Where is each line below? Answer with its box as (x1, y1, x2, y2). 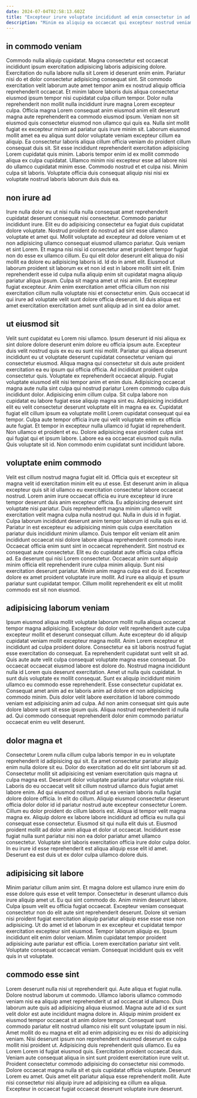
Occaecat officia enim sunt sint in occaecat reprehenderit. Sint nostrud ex (6, 542, 185, 549)
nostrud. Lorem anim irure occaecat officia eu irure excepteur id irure (6, 492, 173, 499)
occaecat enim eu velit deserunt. (6, 719, 86, 726)
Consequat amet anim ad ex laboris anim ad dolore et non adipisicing (6, 687, 173, 695)
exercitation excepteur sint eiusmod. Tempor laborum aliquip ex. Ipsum (6, 927, 178, 935)
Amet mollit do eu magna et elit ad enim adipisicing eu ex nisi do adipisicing (6, 1029, 189, 1036)
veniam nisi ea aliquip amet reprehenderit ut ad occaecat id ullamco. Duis (6, 997, 184, 1004)
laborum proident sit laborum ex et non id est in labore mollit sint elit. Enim (6, 265, 185, 271)
